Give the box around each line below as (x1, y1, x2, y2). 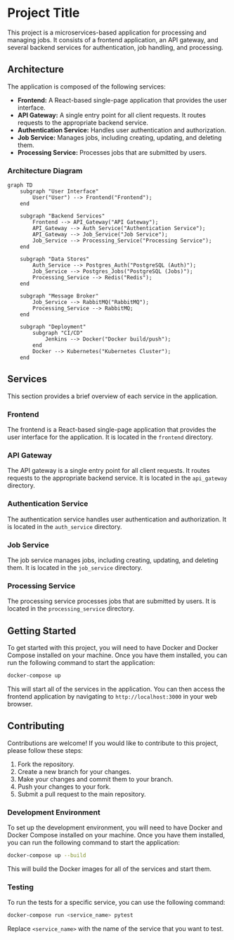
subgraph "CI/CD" (32, 329, 83, 337)
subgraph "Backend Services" (20, 212, 105, 220)
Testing (7, 882, 34, 891)
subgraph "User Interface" (20, 188, 99, 195)
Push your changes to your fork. (17, 782, 111, 791)
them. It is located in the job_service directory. (7, 564, 143, 572)
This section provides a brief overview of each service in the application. (7, 392, 218, 400)
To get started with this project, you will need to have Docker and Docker (7, 644, 219, 652)
